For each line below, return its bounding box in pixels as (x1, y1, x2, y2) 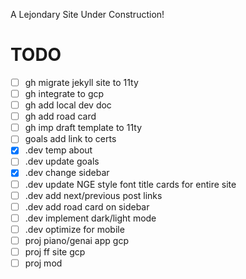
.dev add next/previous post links (24, 189, 163, 201)
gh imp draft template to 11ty (24, 122, 142, 134)
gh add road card (24, 110, 97, 123)
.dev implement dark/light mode (24, 212, 157, 224)
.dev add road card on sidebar (24, 200, 150, 213)
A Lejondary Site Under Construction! (10, 9, 165, 20)
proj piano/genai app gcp (24, 234, 129, 246)
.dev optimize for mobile (24, 223, 125, 235)
